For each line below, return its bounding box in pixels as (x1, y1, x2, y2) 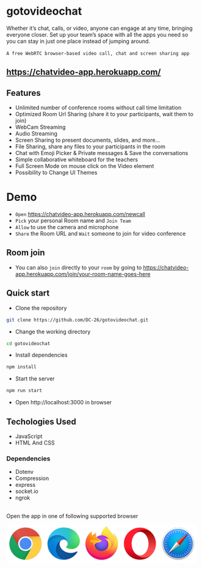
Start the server (15, 375, 55, 382)
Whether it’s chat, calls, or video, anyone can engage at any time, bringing (6, 24, 193, 32)
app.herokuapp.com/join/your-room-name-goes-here (15, 270, 151, 277)
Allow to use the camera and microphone (15, 224, 119, 231)
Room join (6, 247, 45, 258)
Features (6, 87, 41, 98)
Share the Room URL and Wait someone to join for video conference (15, 230, 186, 238)
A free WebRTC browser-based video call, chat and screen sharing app (6, 50, 190, 56)
